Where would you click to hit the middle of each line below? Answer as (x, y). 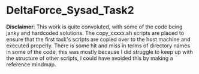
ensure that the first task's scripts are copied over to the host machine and (98, 39)
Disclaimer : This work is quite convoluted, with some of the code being (94, 27)
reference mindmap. (31, 64)
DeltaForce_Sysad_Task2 (70, 10)
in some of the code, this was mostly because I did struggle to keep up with (99, 52)
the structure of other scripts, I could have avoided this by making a (90, 58)
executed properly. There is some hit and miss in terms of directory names (98, 46)
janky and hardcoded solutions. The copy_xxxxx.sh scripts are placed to (95, 33)
